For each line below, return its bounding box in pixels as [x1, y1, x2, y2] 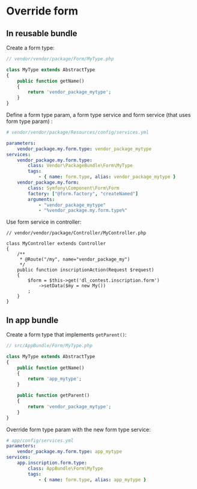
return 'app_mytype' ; [28, 376, 82, 382]
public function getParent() [17, 393, 90, 399]
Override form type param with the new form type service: [6, 426, 151, 433]
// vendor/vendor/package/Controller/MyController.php [6, 230, 147, 236]
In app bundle [6, 315, 59, 325]
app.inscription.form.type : [17, 460, 87, 466]
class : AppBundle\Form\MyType [28, 465, 103, 472]
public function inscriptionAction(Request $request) [17, 267, 154, 273]
